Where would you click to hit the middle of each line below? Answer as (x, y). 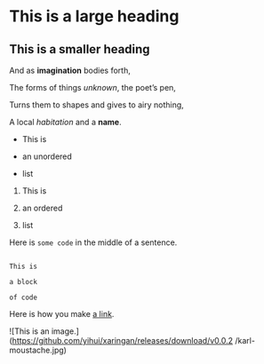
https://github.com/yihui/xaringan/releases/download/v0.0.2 (123, 340)
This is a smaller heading (80, 49)
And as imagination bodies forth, (70, 70)
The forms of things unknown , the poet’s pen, (92, 87)
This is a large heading (94, 16)
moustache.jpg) (38, 350)
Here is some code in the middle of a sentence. (93, 242)
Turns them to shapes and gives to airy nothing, (96, 105)
